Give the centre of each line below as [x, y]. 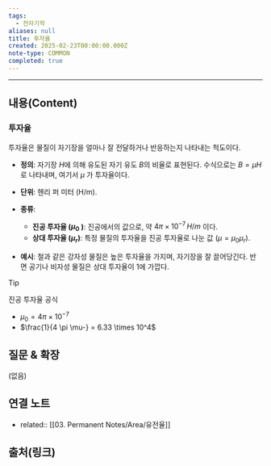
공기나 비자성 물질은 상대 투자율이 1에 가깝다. [99, 267]
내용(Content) [43, 103]
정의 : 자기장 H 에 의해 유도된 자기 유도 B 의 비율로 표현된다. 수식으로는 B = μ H [141, 164]
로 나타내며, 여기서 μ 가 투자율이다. [75, 174]
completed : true [35, 61]
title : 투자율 [29, 38]
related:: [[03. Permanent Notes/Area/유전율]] [95, 424]
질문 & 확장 [34, 355]
